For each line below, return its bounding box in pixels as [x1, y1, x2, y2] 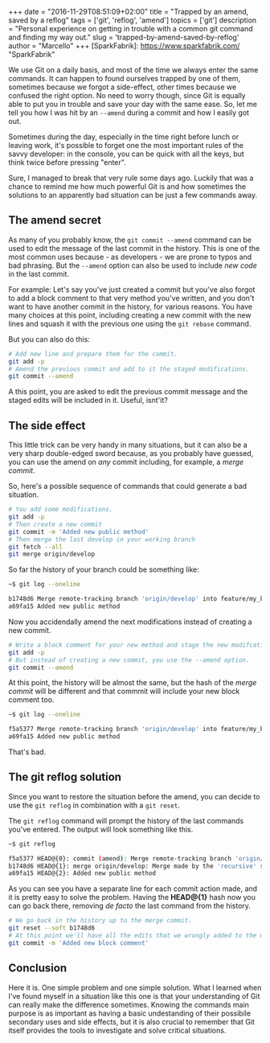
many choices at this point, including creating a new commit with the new [8, 310, 252, 320]
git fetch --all [8, 543, 63, 551]
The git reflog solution [8, 770, 122, 784]
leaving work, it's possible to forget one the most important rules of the [8, 141, 243, 150]
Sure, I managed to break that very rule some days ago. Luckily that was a [8, 173, 254, 183]
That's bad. [8, 747, 47, 757]
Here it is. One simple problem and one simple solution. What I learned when [8, 983, 262, 992]
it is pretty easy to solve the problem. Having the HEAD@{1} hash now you [8, 893, 256, 902]
